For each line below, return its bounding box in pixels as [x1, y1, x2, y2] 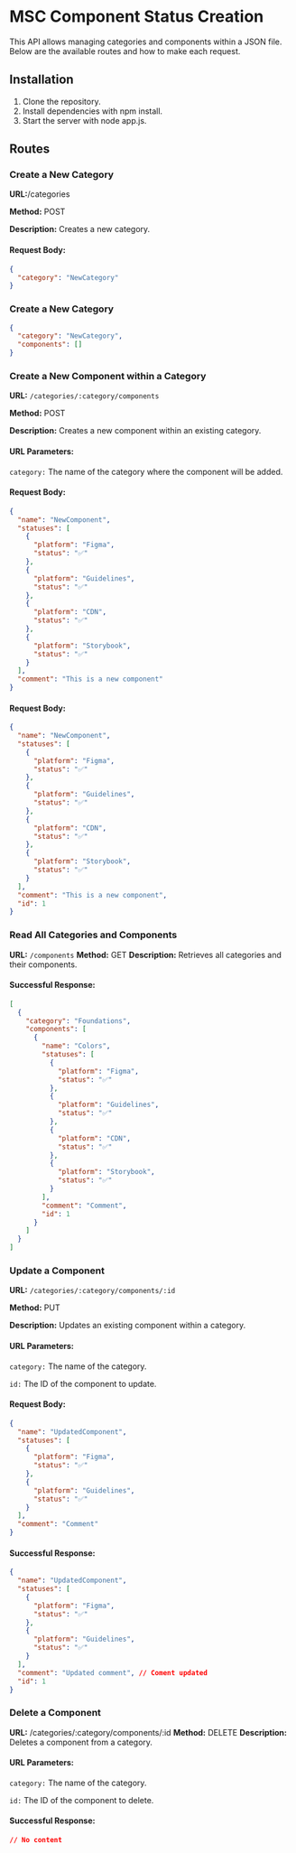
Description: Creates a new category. [9, 224, 151, 235]
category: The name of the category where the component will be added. [9, 466, 283, 477]
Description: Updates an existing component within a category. [9, 1320, 246, 1331]
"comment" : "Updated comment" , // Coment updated [17, 1668, 208, 1677]
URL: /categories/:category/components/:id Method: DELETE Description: [9, 1727, 287, 1737]
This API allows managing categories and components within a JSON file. [9, 36, 282, 47]
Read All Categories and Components [9, 928, 178, 941]
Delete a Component [9, 1707, 102, 1719]
